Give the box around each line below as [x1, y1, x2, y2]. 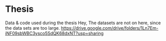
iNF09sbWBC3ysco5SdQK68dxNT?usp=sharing [5, 30, 104, 36]
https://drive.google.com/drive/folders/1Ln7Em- [61, 25, 159, 31]
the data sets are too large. [5, 25, 60, 31]
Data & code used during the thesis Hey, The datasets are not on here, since [5, 20, 161, 26]
